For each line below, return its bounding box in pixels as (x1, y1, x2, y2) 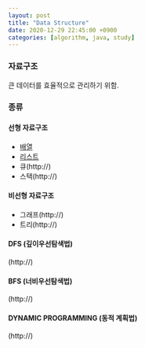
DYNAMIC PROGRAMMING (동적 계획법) (8, 313, 138, 323)
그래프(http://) (19, 209, 64, 219)
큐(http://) (19, 161, 52, 171)
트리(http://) (19, 220, 57, 229)
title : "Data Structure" (8, 19, 89, 27)
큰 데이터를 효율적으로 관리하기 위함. (8, 80, 119, 90)
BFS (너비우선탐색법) (8, 276, 73, 286)
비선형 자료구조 (8, 191, 55, 201)
